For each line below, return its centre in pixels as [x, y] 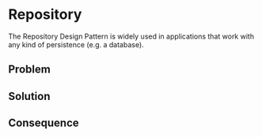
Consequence [44, 123]
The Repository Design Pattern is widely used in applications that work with [131, 36]
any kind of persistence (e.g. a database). [76, 44]
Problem [30, 70]
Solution [29, 96]
